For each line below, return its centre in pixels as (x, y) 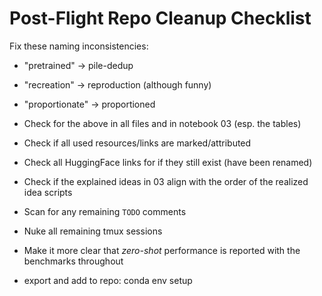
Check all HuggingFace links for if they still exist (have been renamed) (168, 162)
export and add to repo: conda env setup (108, 280)
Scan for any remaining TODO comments (105, 211)
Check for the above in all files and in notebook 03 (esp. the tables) (162, 123)
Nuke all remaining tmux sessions (93, 231)
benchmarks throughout (73, 261)
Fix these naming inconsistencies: (79, 46)
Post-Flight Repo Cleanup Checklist (160, 18)
